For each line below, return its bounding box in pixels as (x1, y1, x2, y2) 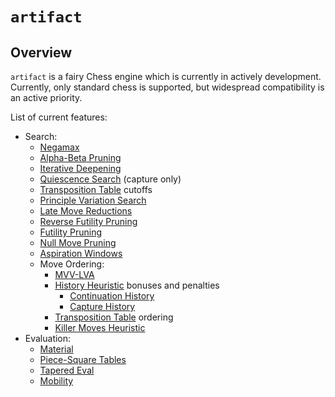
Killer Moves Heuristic (54, 322, 146, 333)
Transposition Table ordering (54, 311, 174, 323)
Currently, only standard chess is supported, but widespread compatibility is (10, 81, 325, 93)
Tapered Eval (39, 364, 95, 376)
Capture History (69, 301, 136, 312)
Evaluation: (24, 333, 72, 344)
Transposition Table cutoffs (39, 184, 153, 195)
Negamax (39, 141, 80, 153)
